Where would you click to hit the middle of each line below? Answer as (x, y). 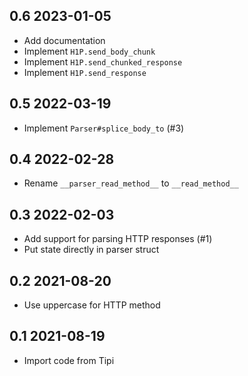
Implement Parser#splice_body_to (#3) (104, 128)
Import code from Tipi (69, 360)
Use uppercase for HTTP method (92, 305)
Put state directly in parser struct (91, 250)
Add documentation (64, 40)
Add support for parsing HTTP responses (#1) (118, 239)
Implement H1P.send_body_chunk (89, 51)
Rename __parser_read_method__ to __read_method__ (131, 183)
